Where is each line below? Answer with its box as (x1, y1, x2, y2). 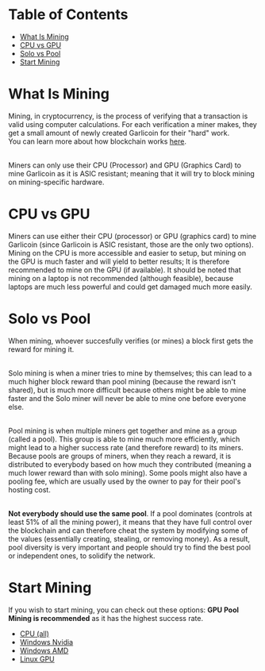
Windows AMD (19, 646, 69, 655)
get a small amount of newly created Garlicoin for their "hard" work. (8, 128, 230, 137)
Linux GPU (19, 654, 56, 664)
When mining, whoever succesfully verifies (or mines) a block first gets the (8, 336, 254, 345)
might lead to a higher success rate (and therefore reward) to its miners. (8, 442, 244, 452)
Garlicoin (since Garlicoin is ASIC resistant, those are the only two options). (8, 240, 254, 249)
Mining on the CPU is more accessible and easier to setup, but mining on (8, 248, 247, 257)
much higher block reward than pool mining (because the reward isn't (8, 376, 236, 386)
